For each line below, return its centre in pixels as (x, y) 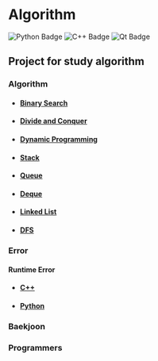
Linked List (38, 212)
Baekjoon (27, 326)
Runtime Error (32, 269)
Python (32, 305)
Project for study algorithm (76, 61)
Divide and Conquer (53, 121)
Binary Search (44, 103)
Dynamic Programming (58, 140)
